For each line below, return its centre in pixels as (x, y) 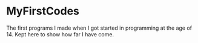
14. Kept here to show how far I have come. (60, 34)
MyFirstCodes (43, 11)
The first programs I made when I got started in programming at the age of (99, 28)
